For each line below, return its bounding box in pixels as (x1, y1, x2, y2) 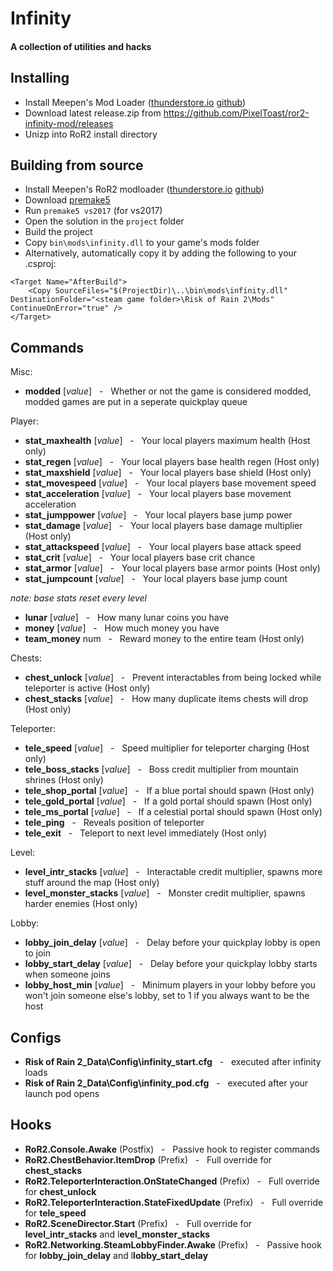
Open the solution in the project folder (24, 215, 185, 227)
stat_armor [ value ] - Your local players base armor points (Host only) (24, 562, 321, 574)
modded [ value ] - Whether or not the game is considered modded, (24, 385, 312, 397)
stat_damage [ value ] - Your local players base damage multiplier (24, 520, 303, 532)
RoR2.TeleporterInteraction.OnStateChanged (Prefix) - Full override (24, 1175, 320, 1187)
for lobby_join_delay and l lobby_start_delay (24, 1249, 209, 1261)
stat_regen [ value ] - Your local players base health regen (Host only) (24, 456, 320, 468)
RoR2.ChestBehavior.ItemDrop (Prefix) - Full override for (24, 1153, 273, 1166)
